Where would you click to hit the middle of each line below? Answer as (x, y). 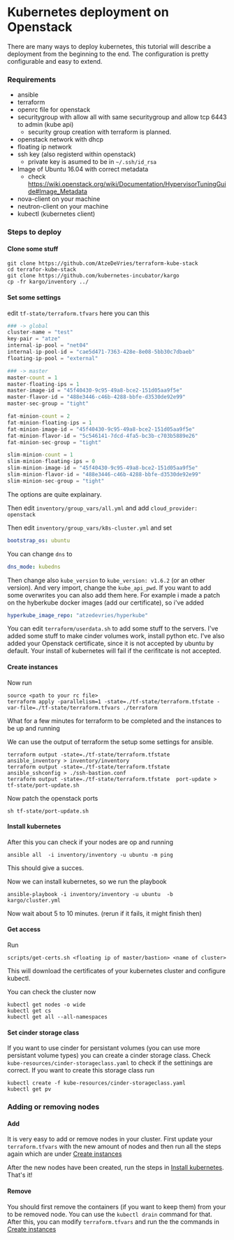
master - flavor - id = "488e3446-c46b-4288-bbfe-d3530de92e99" (97, 397)
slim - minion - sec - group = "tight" (56, 481)
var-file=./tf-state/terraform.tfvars (64, 708)
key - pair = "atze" (34, 339)
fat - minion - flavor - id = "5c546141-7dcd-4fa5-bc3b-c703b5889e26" (103, 436)
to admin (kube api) (45, 125)
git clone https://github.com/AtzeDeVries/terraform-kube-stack (103, 263)
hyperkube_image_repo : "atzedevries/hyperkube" (78, 615)
